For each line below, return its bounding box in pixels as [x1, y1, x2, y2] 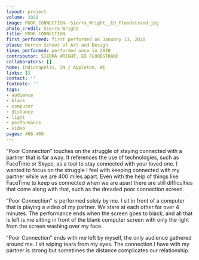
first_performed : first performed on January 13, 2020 [6, 36, 146, 42]
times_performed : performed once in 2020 [6, 48, 111, 54]
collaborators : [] [6, 59, 52, 65]
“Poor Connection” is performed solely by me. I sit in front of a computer [6, 197, 185, 204]
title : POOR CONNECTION [6, 31, 66, 37]
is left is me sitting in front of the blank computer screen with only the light [6, 216, 189, 223]
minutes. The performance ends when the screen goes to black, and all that [6, 210, 193, 217]
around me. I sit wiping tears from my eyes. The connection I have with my [6, 240, 190, 247]
